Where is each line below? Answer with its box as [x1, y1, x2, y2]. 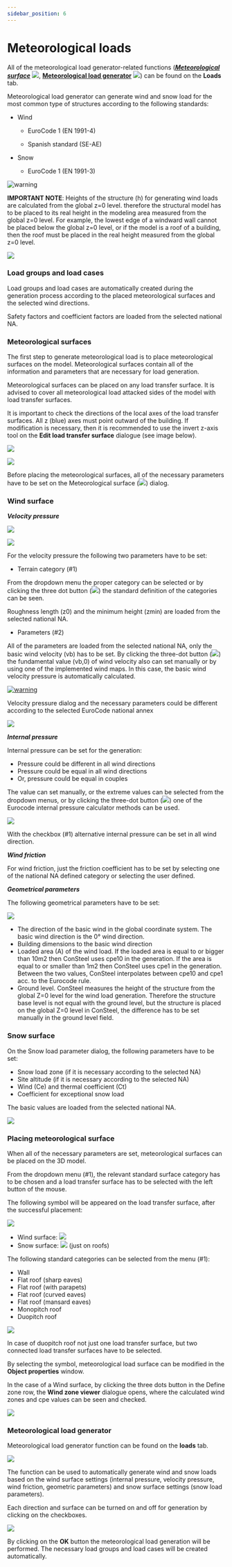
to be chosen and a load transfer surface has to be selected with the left [7, 1178, 213, 1186]
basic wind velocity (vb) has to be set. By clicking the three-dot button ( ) [7, 650, 222, 658]
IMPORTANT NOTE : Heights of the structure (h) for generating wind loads [7, 194, 218, 202]
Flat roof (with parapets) [17, 1283, 87, 1291]
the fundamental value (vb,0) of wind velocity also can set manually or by [7, 657, 217, 666]
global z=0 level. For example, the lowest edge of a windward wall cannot [7, 216, 217, 224]
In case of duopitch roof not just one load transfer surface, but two [7, 1339, 197, 1348]
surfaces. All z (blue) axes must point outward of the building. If [7, 417, 189, 425]
